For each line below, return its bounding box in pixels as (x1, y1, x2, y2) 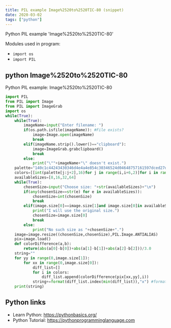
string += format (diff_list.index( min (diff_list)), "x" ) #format (32, 279, 167, 285)
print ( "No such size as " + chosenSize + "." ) (32, 227, 124, 232)
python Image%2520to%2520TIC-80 (5, 71, 128, 80)
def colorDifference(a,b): (14, 241, 72, 246)
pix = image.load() (14, 237, 51, 242)
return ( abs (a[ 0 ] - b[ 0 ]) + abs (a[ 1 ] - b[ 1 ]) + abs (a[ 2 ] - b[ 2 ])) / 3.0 (23, 246, 152, 251)
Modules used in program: (5, 41, 61, 47)
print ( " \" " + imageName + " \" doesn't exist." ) (32, 161, 126, 166)
